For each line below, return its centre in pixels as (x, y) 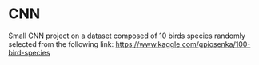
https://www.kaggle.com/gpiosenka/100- (183, 44)
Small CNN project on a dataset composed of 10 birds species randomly (127, 36)
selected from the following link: (61, 44)
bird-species (29, 52)
